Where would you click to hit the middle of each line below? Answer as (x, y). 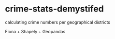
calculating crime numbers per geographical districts (57, 22)
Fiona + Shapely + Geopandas (35, 31)
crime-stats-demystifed (54, 9)
